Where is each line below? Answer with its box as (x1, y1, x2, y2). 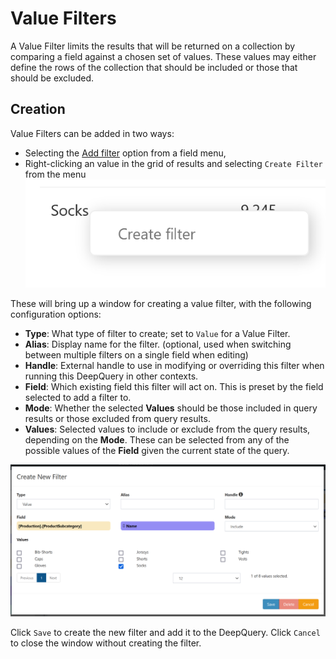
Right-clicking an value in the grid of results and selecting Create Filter (24, 157, 323, 169)
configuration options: (10, 308, 102, 321)
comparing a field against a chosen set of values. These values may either (10, 50, 317, 62)
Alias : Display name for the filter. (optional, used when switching (24, 338, 292, 351)
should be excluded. (10, 72, 95, 84)
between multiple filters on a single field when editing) (24, 349, 249, 361)
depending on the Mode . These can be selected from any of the (24, 434, 290, 446)
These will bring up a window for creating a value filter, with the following (10, 298, 312, 310)
